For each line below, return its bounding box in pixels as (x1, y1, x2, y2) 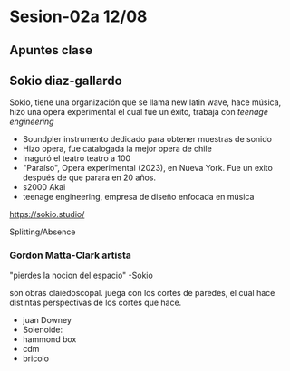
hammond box (22, 333, 77, 345)
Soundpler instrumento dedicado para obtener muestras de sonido (22, 134, 272, 145)
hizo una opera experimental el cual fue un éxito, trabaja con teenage (9, 107, 269, 118)
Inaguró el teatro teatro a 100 (22, 153, 131, 164)
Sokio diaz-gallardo (9, 72, 122, 88)
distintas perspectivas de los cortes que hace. (9, 297, 182, 308)
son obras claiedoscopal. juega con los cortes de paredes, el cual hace (9, 287, 275, 298)
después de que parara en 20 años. (22, 172, 157, 183)
